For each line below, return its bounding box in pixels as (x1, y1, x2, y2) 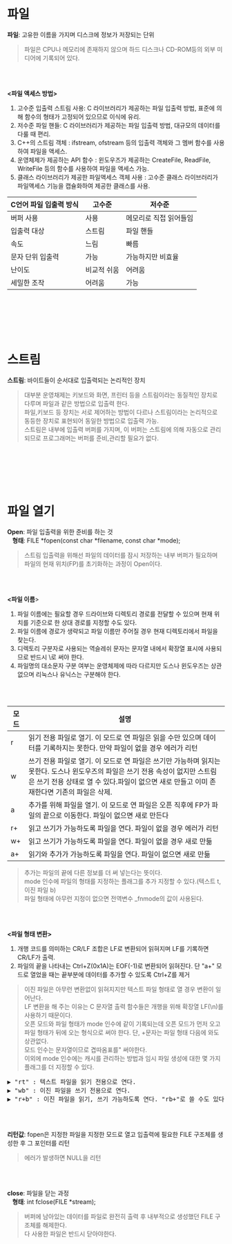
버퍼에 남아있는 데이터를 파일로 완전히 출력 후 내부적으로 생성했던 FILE (23, 1212, 214, 1221)
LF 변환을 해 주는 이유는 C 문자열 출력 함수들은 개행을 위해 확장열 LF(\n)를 (23, 1002, 224, 1010)
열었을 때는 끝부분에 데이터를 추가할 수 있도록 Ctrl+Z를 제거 (30, 970, 190, 979)
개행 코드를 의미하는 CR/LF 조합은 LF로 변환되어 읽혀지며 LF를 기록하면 (17, 944, 209, 952)
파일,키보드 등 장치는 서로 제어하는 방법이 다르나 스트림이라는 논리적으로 (23, 408, 218, 416)
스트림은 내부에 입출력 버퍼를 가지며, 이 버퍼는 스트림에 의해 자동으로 (23, 425, 209, 433)
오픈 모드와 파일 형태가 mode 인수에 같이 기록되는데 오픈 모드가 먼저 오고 (23, 1019, 221, 1028)
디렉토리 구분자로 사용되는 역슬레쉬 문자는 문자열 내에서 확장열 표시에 (17, 644, 204, 652)
